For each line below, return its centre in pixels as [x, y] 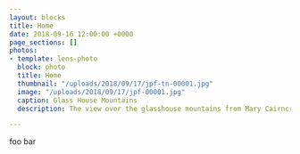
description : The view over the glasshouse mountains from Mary [139, 109]
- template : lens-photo [54, 59]
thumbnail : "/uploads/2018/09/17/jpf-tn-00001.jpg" [116, 84]
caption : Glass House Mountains [78, 100]
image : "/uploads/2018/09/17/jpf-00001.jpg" [101, 92]
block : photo [42, 68]
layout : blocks [37, 17]
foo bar [23, 142]
